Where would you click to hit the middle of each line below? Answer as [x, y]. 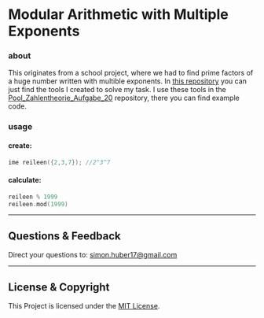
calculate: [25, 180]
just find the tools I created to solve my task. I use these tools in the [117, 90]
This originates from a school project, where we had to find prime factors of [131, 73]
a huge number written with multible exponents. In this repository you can [128, 81]
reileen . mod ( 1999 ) [38, 204]
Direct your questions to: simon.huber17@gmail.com [93, 255]
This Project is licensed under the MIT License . [84, 306]
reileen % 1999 [33, 197]
